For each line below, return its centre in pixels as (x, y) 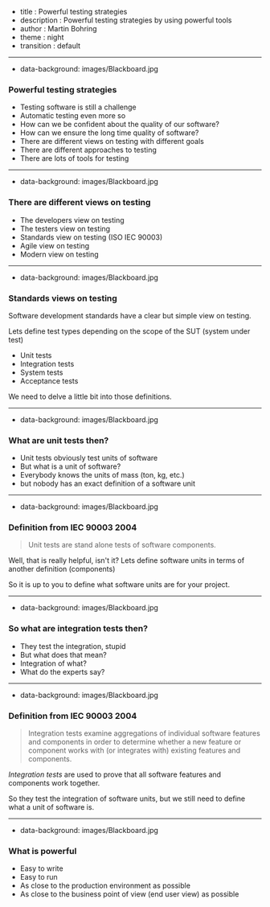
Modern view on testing (59, 254)
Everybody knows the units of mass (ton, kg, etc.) (102, 475)
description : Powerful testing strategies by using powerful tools (126, 20)
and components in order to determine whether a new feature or (135, 742)
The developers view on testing (72, 220)
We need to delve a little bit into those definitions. (90, 396)
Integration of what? (53, 663)
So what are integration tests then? (78, 629)
